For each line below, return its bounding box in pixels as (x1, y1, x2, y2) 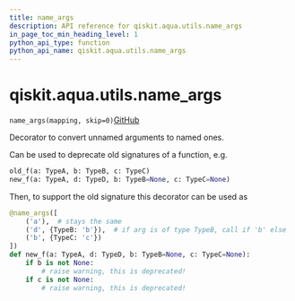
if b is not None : (25, 259, 94, 268)
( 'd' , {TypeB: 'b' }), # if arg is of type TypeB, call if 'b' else (25, 225, 287, 234)
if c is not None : (25, 275, 94, 284)
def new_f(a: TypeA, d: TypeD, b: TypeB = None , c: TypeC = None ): (9, 250, 251, 260)
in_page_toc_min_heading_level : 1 (9, 30, 139, 39)
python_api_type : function (9, 38, 110, 47)
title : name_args (9, 13, 74, 22)
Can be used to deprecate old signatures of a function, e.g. (9, 150, 228, 160)
